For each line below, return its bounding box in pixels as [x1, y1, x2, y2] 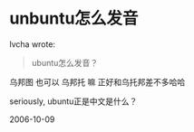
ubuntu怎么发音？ [31, 57, 99, 68]
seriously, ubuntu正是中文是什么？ [9, 96, 138, 107]
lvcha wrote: [9, 38, 56, 50]
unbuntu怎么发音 [9, 8, 139, 29]
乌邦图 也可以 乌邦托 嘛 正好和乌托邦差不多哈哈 [9, 76, 186, 87]
